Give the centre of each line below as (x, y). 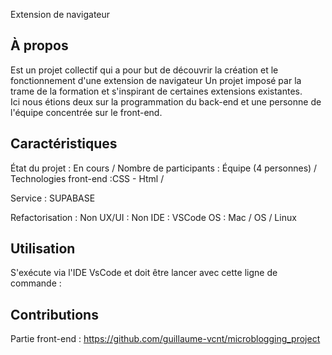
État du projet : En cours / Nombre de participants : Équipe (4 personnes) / (164, 168)
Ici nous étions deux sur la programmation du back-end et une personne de (166, 101)
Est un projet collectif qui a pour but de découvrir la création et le (144, 70)
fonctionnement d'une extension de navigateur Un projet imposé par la (156, 80)
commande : (36, 283)
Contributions (54, 314)
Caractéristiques (64, 144)
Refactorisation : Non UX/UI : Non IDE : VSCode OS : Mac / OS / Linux (153, 217)
